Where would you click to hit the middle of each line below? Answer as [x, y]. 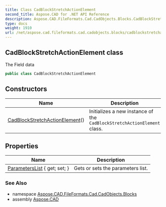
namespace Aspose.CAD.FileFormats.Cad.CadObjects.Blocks [75, 194]
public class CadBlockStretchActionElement [51, 74]
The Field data [20, 64]
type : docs [16, 23]
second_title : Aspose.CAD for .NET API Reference [57, 14]
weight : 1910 [19, 28]
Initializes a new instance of [121, 111]
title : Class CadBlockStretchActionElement [51, 10]
